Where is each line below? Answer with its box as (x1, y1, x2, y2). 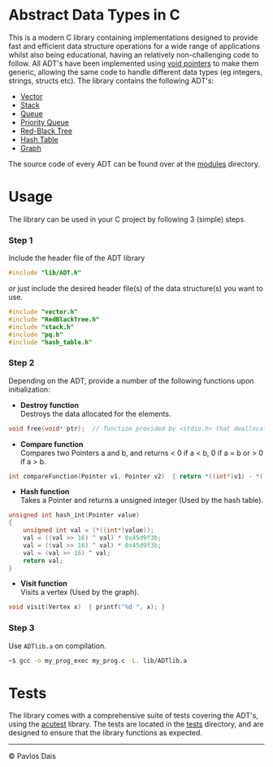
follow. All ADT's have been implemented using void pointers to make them (8, 58, 259, 68)
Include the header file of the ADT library (8, 253, 145, 263)
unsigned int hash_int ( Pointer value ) (8, 511, 140, 519)
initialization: (8, 384, 50, 394)
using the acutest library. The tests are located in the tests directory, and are (8, 719, 264, 729)
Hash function (19, 487, 70, 496)
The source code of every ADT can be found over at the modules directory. (8, 158, 261, 168)
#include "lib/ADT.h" (8, 269, 82, 277)
